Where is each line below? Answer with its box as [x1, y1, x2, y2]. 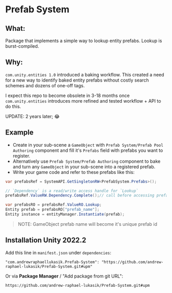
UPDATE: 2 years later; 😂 [5, 113, 60, 119]
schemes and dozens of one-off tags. [5, 82, 85, 88]
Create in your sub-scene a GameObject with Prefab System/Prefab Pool [12, 142, 164, 148]
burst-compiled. [5, 43, 39, 49]
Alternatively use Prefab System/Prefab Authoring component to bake [12, 158, 161, 164]
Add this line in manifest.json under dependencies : [5, 249, 112, 256]
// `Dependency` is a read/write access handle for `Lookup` [5, 188, 139, 193]
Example [5, 128, 34, 137]
